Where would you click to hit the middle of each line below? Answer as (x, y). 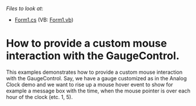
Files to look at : (25, 8)
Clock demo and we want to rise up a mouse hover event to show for (90, 84)
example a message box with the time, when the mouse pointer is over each (98, 91)
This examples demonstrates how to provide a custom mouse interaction (94, 72)
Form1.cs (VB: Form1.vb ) (44, 20)
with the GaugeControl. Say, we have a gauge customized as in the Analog (97, 78)
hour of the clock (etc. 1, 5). (39, 97)
